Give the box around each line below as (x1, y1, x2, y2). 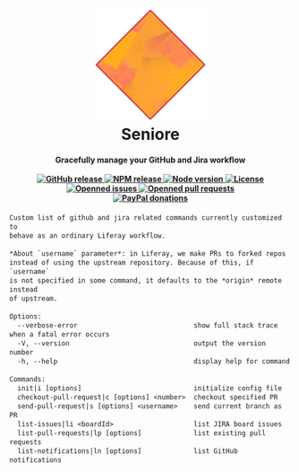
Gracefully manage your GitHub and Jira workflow (55, 154, 246, 165)
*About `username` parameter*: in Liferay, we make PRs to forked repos (9, 249, 286, 258)
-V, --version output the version (17, 339, 267, 348)
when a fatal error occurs (9, 330, 110, 339)
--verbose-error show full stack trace (17, 321, 278, 330)
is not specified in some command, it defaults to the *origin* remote (9, 276, 282, 285)
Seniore (120, 125, 181, 144)
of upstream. (9, 294, 58, 303)
